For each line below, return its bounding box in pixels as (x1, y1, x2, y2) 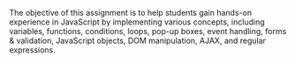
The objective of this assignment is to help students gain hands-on (9, 8, 253, 18)
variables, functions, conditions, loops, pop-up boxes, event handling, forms (9, 26, 287, 36)
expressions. (9, 45, 56, 55)
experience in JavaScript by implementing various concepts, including (9, 17, 265, 27)
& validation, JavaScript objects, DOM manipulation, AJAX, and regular (9, 35, 267, 46)
